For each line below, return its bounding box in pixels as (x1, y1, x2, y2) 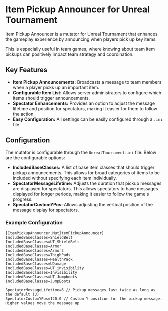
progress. (12, 196, 33, 202)
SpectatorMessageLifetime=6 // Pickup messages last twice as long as (5, 287, 156, 292)
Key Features (5, 66, 48, 74)
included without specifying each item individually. (12, 175, 117, 181)
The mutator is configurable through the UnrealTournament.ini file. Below (5, 149, 157, 155)
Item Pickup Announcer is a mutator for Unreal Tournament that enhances (5, 31, 158, 37)
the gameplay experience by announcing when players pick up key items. (5, 36, 157, 42)
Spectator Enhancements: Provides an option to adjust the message (12, 100, 155, 106)
